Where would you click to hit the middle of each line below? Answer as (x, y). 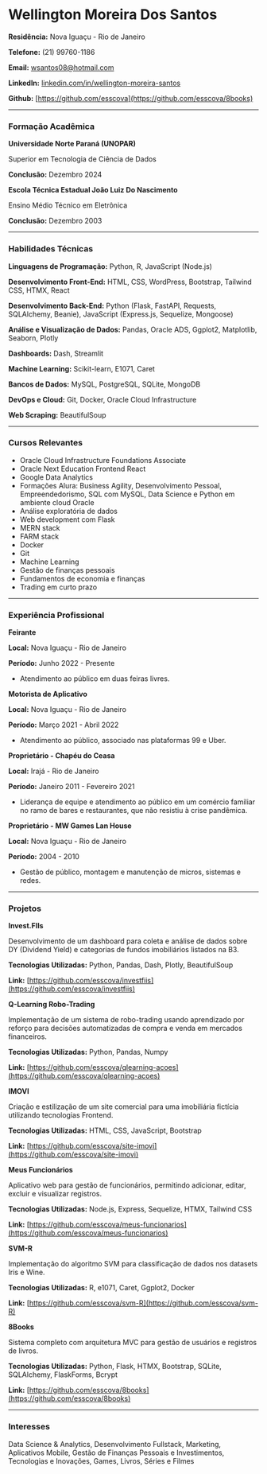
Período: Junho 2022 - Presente (62, 663)
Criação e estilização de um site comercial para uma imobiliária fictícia (124, 1106)
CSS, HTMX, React (39, 290)
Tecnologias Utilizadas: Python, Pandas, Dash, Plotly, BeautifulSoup (121, 965)
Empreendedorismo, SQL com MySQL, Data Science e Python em (127, 494)
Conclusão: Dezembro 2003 (55, 221)
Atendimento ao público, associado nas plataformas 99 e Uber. (123, 741)
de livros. (23, 1351)
